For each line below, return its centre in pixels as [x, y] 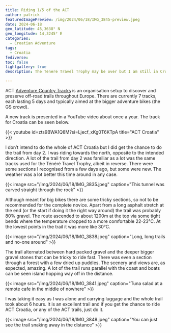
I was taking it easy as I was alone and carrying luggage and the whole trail [84, 299]
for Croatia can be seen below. [37, 122]
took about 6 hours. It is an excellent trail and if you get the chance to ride [83, 304]
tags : [11, 48]
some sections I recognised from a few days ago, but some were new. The [83, 169]
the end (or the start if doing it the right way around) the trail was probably [83, 210]
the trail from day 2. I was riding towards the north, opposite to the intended [85, 153]
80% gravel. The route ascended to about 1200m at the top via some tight [83, 216]
